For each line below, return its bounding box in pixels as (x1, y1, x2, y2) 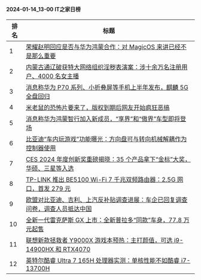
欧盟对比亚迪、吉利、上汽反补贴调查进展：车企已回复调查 (26, 195, 188, 204)
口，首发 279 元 (26, 185, 71, 193)
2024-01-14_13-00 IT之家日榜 (6, 5, 81, 13)
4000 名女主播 (38, 72, 80, 80)
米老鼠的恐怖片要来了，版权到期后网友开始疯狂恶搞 (26, 104, 170, 112)
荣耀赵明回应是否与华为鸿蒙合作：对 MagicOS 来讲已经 (26, 43, 181, 51)
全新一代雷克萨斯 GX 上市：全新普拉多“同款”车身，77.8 (26, 216, 182, 224)
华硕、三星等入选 (26, 164, 74, 173)
